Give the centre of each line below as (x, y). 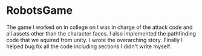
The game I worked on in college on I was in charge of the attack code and (99, 27)
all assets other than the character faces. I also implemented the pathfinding (101, 33)
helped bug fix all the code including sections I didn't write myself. (89, 46)
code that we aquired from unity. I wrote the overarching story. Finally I (94, 40)
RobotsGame (40, 11)
